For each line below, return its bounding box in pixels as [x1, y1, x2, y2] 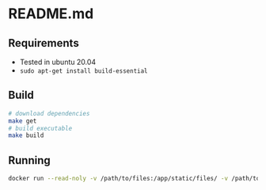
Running [8, 154, 51, 167]
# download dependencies [8, 109, 90, 117]
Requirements [8, 36, 79, 50]
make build [8, 131, 44, 139]
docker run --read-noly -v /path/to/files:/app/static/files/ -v [8, 175, 228, 183]
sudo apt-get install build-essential [19, 67, 148, 75]
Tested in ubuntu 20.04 [19, 57, 97, 66]
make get [8, 116, 37, 125]
